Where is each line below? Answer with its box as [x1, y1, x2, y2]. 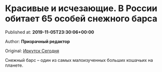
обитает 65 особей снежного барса [5, 13, 158, 24]
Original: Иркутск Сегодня [5, 48, 60, 54]
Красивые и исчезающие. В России [5, 3, 158, 14]
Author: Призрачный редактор [5, 38, 70, 44]
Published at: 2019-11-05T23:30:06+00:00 [5, 29, 94, 35]
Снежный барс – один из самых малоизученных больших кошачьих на [5, 57, 153, 63]
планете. [5, 62, 23, 68]
